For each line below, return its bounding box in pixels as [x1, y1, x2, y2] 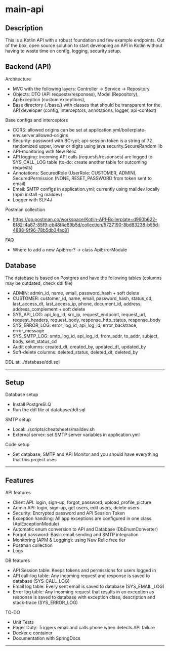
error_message [12, 327, 45, 333]
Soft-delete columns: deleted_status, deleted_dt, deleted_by [12, 349, 138, 355]
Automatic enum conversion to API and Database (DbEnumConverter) [12, 526, 158, 532]
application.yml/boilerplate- [88, 126, 146, 133]
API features [5, 490, 31, 496]
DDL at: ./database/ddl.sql [5, 359, 60, 365]
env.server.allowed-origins [12, 132, 68, 138]
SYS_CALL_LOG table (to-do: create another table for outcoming [12, 159, 147, 165]
